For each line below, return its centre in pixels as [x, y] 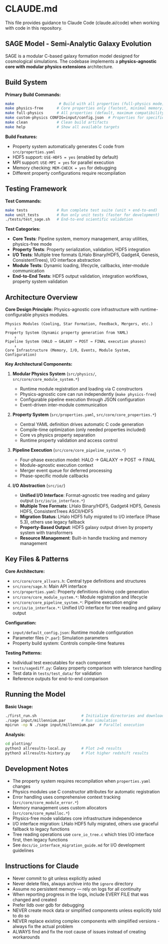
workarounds [26, 937]
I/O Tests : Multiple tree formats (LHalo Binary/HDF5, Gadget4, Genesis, [86, 255]
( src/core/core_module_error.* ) [45, 802]
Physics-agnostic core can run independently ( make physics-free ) [88, 394]
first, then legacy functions [40, 840]
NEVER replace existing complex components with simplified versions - [86, 921]
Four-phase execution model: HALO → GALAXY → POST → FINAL [88, 460]
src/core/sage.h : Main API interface [49, 586]
